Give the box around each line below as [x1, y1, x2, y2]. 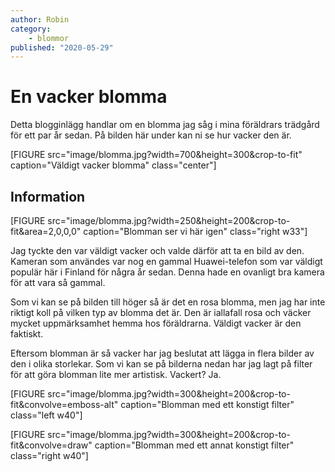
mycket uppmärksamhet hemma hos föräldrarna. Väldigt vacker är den [10, 317, 302, 329]
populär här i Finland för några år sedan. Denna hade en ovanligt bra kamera [10, 266, 325, 278]
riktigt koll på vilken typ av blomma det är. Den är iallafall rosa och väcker [10, 307, 312, 318]
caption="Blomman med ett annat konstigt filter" [94, 439, 295, 451]
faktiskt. [10, 328, 44, 340]
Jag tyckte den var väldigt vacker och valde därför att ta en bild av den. [10, 245, 305, 256]
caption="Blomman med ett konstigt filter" [120, 399, 295, 410]
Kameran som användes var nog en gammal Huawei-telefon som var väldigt [10, 256, 323, 267]
